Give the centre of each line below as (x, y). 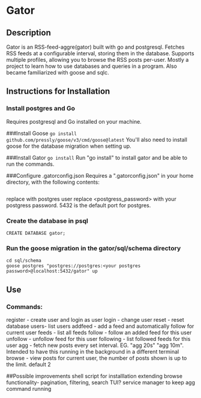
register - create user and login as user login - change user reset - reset (95, 319)
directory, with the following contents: (53, 182)
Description (28, 33)
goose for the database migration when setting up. (69, 146)
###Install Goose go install (41, 133)
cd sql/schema (24, 261)
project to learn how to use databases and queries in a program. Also (91, 66)
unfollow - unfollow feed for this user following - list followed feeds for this (98, 339)
